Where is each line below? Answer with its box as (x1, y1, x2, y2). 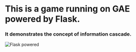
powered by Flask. (5, 13, 81, 25)
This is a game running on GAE (5, 3, 130, 14)
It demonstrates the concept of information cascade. (5, 31, 132, 38)
